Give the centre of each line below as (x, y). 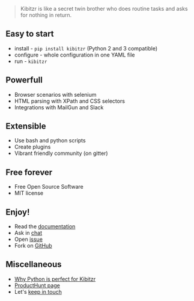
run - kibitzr (31, 61)
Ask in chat (28, 233)
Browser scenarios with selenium (55, 94)
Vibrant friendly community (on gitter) (61, 153)
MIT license (29, 193)
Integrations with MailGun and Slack (59, 107)
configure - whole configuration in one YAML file (74, 55)
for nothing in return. (46, 15)
